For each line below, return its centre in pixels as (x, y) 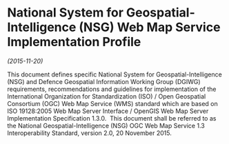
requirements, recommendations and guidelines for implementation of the (112, 89)
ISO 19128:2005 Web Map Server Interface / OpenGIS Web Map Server (108, 111)
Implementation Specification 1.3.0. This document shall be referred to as (112, 118)
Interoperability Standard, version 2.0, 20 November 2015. (90, 133)
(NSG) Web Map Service (150, 27)
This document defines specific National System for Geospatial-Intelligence (114, 74)
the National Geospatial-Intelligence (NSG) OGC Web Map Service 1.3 (106, 125)
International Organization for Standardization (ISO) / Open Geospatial (107, 96)
